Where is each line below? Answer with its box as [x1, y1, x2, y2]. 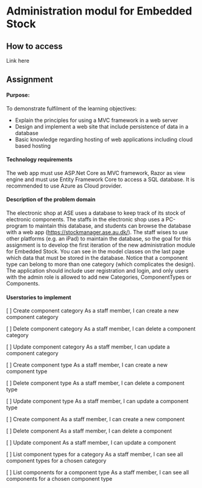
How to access [6, 41, 63, 51]
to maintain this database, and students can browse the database [28, 222, 191, 229]
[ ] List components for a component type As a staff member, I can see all [6, 469, 189, 476]
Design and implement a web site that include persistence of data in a [14, 122, 189, 130]
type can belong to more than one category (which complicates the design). [6, 261, 195, 268]
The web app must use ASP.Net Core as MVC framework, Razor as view [6, 169, 186, 176]
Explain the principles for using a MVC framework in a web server [14, 116, 178, 124]
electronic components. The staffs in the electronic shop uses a [6, 216, 165, 223]
